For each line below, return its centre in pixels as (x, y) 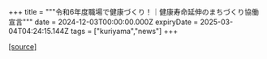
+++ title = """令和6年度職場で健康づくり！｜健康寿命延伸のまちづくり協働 (134, 12)
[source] (23, 46)
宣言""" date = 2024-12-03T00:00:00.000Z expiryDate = (103, 22)
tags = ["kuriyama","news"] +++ (124, 31)
